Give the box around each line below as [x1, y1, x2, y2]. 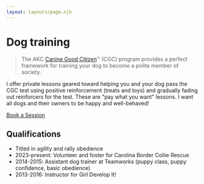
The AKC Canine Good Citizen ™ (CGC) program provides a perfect [21, 55, 188, 63]
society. [21, 68, 41, 76]
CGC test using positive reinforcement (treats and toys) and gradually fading [6, 87, 198, 94]
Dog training [6, 35, 70, 49]
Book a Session [6, 111, 46, 119]
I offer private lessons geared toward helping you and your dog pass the [6, 80, 188, 87]
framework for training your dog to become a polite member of [21, 62, 179, 69]
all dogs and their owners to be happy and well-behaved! [6, 99, 149, 107]
